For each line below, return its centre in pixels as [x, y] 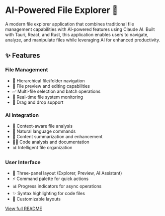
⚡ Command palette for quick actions [50, 179]
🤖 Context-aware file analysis [42, 126]
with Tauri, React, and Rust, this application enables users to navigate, [77, 34]
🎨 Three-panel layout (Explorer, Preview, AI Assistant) [67, 173]
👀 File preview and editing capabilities [51, 86]
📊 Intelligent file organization [42, 147]
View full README [24, 209]
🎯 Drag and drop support [38, 102]
